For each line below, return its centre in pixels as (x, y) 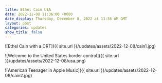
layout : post (18, 23)
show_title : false (24, 32)
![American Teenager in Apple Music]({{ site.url (52, 70)
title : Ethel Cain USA (28, 10)
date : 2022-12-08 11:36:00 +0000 (39, 14)
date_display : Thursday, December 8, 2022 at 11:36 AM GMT (66, 19)
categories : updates (26, 28)
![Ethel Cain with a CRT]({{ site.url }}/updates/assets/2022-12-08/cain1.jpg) (81, 46)
